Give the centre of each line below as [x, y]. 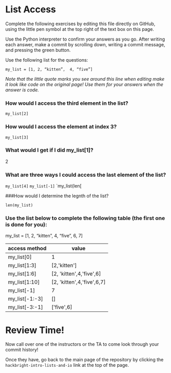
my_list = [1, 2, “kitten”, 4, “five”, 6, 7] [44, 236]
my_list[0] [20, 257]
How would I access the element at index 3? [61, 127]
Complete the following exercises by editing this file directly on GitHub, [80, 24]
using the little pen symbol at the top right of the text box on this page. [80, 29]
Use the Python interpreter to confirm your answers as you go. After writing [85, 39]
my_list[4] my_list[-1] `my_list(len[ [44, 186]
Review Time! [35, 330]
